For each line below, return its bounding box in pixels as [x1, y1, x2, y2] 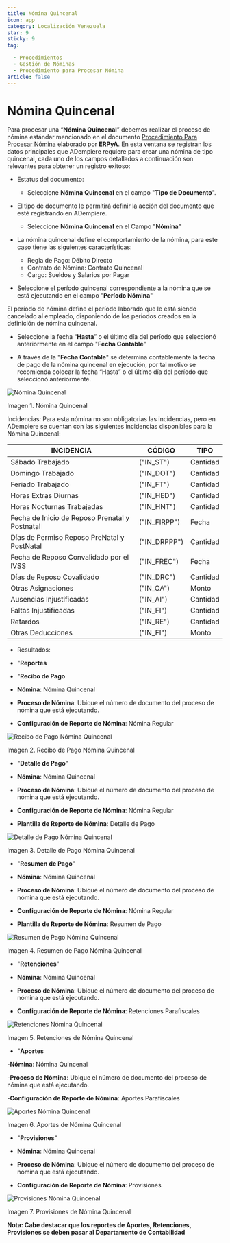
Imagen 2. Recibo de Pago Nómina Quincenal [7, 746, 135, 755]
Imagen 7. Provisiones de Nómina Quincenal [7, 1208, 131, 1216]
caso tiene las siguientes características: [16, 243, 132, 251]
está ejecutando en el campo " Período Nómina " [16, 292, 153, 300]
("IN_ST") [139, 458, 170, 467]
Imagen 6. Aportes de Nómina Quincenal [7, 1121, 122, 1129]
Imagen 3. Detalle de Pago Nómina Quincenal [7, 847, 136, 855]
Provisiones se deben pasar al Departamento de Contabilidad [7, 1229, 186, 1237]
